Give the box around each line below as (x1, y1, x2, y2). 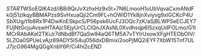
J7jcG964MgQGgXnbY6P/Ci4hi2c (6, 43, 91, 50)
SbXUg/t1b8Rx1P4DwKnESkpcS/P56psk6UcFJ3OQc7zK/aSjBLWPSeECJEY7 (6, 18, 197, 24)
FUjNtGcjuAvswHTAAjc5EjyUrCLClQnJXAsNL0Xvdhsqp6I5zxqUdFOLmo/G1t (6, 24, 196, 31)
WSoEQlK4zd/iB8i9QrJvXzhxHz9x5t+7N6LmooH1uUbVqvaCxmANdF (23, 5, 195, 12)
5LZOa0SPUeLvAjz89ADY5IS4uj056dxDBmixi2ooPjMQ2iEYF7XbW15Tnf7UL (6, 37, 195, 43)
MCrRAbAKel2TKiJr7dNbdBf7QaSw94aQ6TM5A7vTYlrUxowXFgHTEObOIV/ (6, 30, 195, 38)
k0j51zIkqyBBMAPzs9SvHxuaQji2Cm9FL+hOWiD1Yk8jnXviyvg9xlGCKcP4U (6, 11, 194, 18)
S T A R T (6, 5, 24, 12)
